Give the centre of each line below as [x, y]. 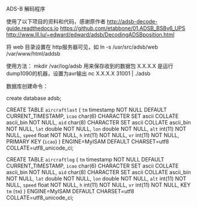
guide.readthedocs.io [33, 28]
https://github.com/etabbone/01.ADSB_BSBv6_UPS [123, 28]
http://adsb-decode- [132, 22]
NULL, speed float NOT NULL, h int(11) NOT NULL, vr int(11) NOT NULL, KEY [98, 185]
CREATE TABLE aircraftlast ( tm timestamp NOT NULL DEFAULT [87, 110]
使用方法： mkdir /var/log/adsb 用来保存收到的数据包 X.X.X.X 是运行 [90, 66]
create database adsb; [34, 98]
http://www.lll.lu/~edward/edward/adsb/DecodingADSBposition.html [90, 34]
